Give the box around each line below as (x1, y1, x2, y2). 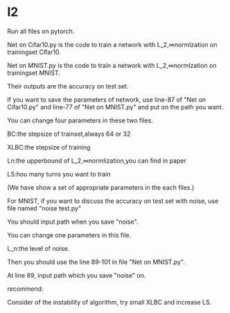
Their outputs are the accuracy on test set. (7, 82, 129, 90)
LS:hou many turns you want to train (7, 170, 111, 178)
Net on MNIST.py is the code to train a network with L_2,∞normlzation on (7, 61, 217, 69)
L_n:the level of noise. (7, 244, 70, 253)
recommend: (7, 285, 44, 293)
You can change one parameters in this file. (7, 231, 132, 239)
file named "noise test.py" (7, 204, 82, 212)
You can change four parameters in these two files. (7, 116, 154, 125)
